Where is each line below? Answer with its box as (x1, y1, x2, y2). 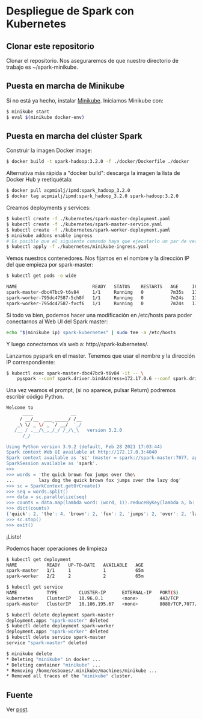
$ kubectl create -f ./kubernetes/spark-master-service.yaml (6, 221, 163, 227)
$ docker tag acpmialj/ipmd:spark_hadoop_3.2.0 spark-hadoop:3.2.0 (6, 193, 179, 200)
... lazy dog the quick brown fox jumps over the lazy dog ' (6, 477, 182, 483)
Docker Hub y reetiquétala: (6, 176, 73, 183)
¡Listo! (6, 533, 22, 540)
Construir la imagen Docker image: (6, 147, 93, 154)
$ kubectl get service (6, 584, 63, 591)
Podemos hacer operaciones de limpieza (6, 545, 108, 552)
